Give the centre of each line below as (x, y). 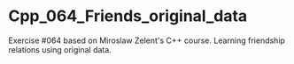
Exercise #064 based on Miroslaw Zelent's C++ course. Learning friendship (147, 40)
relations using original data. (60, 49)
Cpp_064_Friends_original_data (128, 16)
